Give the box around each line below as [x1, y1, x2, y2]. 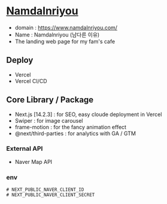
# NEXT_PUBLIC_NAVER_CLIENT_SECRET [6, 192, 95, 198]
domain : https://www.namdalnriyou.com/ [14, 24, 118, 31]
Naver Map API [14, 158, 53, 165]
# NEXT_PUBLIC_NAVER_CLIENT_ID [6, 187, 84, 193]
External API [6, 145, 43, 153]
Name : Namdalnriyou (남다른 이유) [14, 31, 100, 38]
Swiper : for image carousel [14, 117, 83, 124]
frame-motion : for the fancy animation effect [14, 123, 127, 130]
